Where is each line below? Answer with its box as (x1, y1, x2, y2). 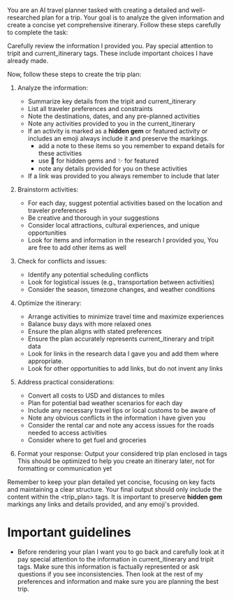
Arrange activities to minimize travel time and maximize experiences (27, 312, 224, 321)
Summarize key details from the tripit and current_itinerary (27, 97, 196, 105)
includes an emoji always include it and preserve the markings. (27, 134, 210, 142)
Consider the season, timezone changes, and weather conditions (27, 286, 215, 293)
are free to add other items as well (27, 244, 127, 251)
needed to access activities (27, 429, 107, 437)
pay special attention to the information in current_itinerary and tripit (17, 555, 214, 563)
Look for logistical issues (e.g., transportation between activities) (27, 278, 215, 286)
